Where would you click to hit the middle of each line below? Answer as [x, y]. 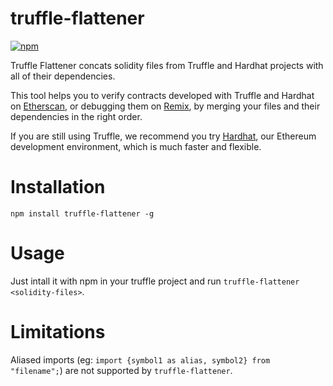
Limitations [58, 332]
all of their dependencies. [63, 76]
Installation [58, 187]
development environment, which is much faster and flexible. [136, 146]
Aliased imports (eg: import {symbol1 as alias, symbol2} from [140, 359]
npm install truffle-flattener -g [82, 213]
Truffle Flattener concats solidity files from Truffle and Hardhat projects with [167, 65]
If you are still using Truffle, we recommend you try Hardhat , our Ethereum [163, 136]
